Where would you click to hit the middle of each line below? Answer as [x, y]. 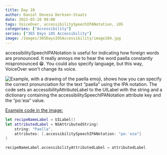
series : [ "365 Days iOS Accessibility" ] [49, 34]
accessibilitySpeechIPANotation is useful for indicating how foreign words [82, 53]
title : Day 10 [20, 10]
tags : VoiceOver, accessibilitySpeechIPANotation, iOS [64, 24]
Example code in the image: [34, 110]
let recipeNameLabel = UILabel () [40, 119]
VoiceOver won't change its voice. [41, 69]
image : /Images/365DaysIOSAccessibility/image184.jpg [63, 39]
